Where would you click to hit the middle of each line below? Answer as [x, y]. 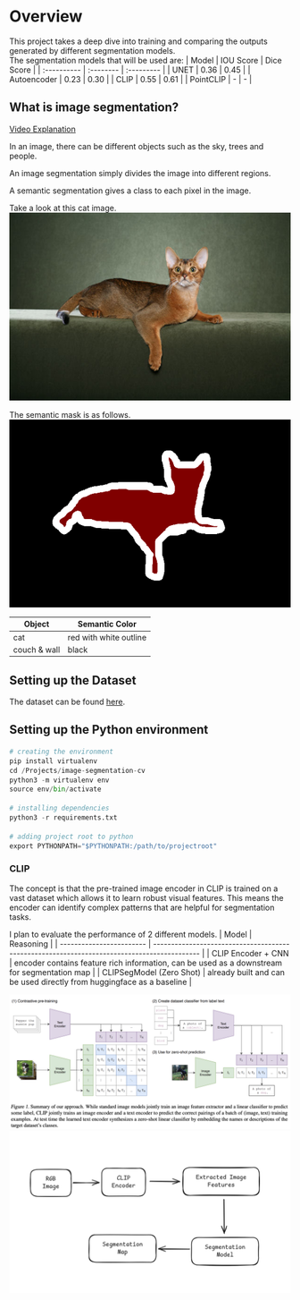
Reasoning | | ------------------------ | [80, 943]
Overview [46, 17]
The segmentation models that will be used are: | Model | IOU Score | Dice [146, 60]
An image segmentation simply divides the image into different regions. [140, 173]
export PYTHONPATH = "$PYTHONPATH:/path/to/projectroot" [113, 846]
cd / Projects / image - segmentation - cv [77, 770]
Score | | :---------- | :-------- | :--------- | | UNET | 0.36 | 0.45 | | [130, 70]
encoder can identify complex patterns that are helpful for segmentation [142, 907]
